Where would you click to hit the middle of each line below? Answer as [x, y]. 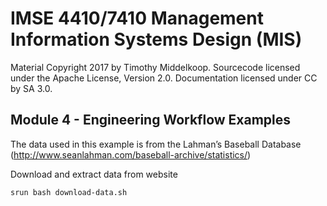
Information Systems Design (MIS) [156, 39]
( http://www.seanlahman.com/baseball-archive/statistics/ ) [131, 154]
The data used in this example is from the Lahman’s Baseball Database [156, 144]
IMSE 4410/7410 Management [137, 18]
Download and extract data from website [94, 174]
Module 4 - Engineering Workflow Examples [151, 120]
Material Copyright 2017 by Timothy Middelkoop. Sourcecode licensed [155, 67]
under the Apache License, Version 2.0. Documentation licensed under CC [164, 78]
